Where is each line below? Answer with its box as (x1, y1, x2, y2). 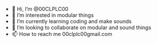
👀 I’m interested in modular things (11, 12, 94, 19)
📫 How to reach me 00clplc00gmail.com (11, 31, 113, 37)
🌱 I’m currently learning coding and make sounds (11, 18, 132, 24)
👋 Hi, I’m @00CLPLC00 (11, 6, 69, 12)
